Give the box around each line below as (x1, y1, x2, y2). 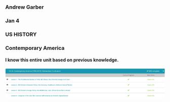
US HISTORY (5, 30, 37, 38)
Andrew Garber (5, 4, 44, 11)
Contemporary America (5, 44, 65, 51)
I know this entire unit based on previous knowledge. (5, 57, 119, 63)
